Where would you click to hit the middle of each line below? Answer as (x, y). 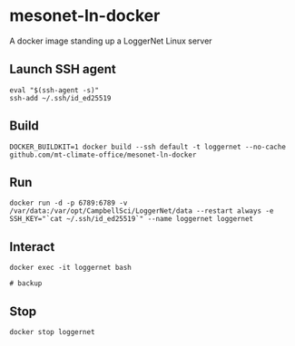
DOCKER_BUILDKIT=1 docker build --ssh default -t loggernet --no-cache (147, 147)
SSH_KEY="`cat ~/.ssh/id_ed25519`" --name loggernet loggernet (132, 219)
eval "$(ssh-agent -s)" (54, 90)
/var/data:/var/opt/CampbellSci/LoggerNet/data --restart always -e (142, 211)
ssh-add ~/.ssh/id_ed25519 (60, 98)
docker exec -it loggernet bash (70, 268)
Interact (32, 247)
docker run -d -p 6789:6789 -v (69, 203)
